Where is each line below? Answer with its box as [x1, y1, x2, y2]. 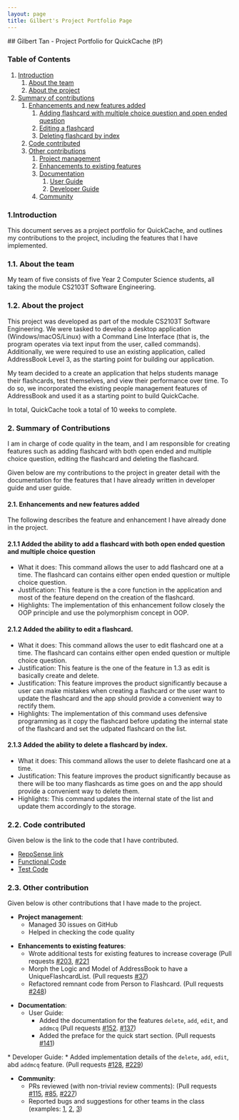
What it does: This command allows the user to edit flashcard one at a [17, 640, 223, 650]
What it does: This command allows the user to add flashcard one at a [17, 563, 224, 572]
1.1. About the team [7, 259, 75, 269]
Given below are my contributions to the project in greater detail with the [7, 468, 220, 477]
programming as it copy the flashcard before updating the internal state [17, 717, 228, 725]
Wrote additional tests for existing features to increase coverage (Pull [28, 949, 232, 958]
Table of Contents [7, 54, 71, 64]
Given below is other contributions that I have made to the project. [7, 899, 202, 907]
